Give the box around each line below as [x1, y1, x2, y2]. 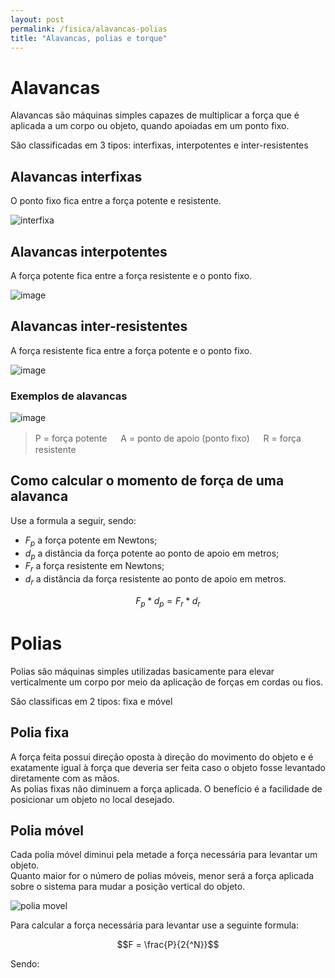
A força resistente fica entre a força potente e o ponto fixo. [10, 344, 253, 356]
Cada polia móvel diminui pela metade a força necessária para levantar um [10, 849, 318, 861]
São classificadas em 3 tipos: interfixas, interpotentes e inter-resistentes [10, 139, 309, 151]
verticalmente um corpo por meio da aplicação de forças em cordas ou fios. [10, 676, 324, 688]
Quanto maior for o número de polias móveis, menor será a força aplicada [10, 870, 315, 882]
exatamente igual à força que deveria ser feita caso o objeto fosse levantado [10, 761, 326, 773]
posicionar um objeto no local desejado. [10, 793, 175, 805]
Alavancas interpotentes [10, 243, 168, 260]
